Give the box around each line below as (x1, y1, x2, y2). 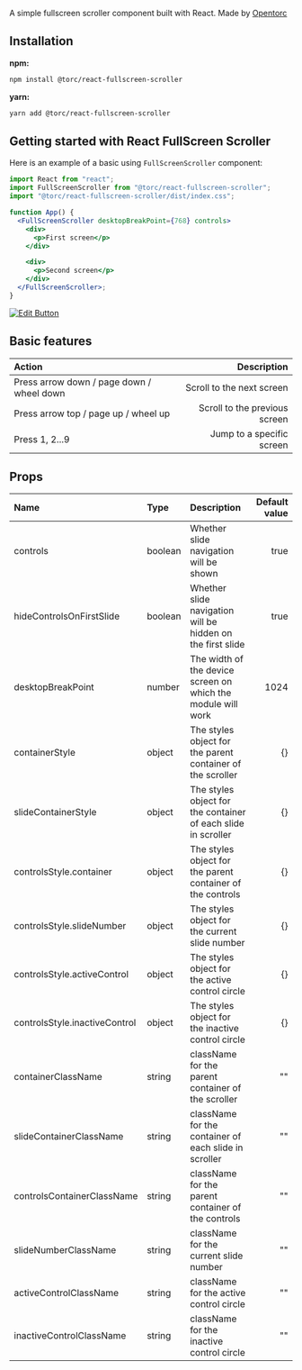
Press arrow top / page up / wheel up (13, 407, 171, 420)
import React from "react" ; (9, 175, 115, 184)
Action (13, 360, 43, 373)
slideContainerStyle (13, 806, 97, 819)
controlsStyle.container (13, 866, 112, 878)
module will (190, 698, 238, 711)
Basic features (9, 333, 93, 349)
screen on (190, 676, 233, 688)
